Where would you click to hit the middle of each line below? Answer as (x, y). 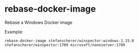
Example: (14, 32)
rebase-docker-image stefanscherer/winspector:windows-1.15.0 (69, 41)
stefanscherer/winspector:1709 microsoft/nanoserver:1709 (65, 45)
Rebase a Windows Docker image (39, 22)
